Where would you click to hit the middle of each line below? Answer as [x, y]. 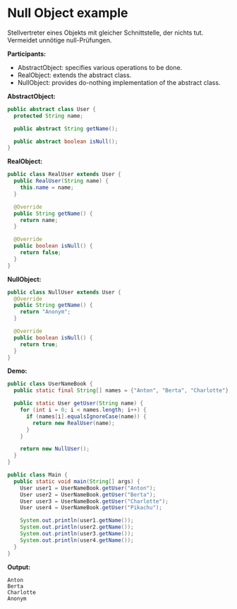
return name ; [39, 220]
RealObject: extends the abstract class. [74, 75]
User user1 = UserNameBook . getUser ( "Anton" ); [88, 488]
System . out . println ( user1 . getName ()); [77, 521]
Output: [19, 567]
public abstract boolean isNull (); [66, 141]
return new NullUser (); [55, 449]
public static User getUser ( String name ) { [78, 404]
